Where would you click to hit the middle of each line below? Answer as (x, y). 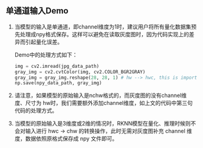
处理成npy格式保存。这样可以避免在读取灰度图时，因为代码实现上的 (105, 34)
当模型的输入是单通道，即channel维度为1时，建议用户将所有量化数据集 (103, 27)
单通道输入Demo (37, 11)
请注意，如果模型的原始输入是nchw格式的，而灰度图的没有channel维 (101, 95)
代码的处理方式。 (36, 110)
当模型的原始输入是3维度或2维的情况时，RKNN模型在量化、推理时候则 (102, 124)
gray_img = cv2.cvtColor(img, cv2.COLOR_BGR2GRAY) (80, 72)
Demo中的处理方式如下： (46, 55)
